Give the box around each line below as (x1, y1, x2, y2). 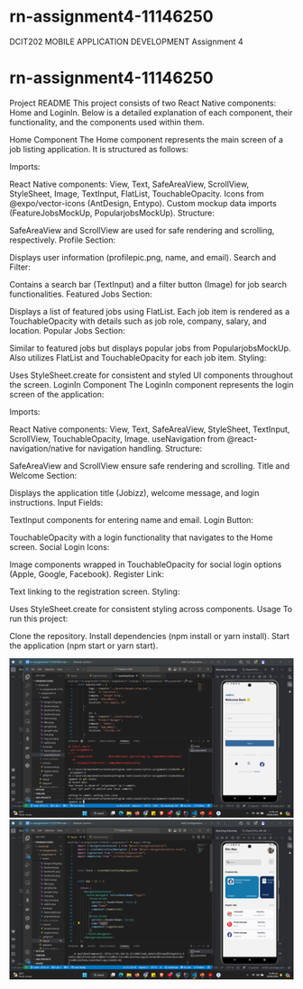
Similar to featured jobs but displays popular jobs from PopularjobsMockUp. (9, 343, 291, 353)
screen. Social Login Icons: (9, 541, 110, 552)
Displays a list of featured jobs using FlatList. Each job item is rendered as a (9, 306, 290, 316)
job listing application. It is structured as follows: (9, 143, 189, 154)
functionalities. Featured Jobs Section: (9, 288, 153, 299)
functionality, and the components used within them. (9, 116, 205, 127)
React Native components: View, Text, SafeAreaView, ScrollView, (9, 179, 250, 189)
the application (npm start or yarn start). (9, 640, 159, 651)
